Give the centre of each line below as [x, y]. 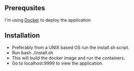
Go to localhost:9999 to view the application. [57, 63]
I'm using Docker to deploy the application [48, 20]
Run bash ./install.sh [32, 53]
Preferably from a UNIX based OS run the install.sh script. [70, 47]
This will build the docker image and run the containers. [68, 58]
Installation [22, 36]
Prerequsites [25, 8]
